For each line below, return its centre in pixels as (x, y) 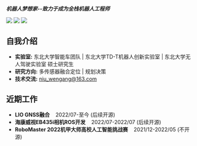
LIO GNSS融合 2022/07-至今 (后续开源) (65, 115)
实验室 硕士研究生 (52, 64)
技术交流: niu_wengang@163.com (56, 79)
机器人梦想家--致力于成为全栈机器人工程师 (58, 9)
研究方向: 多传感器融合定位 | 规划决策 (60, 71)
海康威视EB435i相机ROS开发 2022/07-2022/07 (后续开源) (88, 122)
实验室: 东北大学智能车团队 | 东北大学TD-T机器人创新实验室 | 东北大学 (100, 56)
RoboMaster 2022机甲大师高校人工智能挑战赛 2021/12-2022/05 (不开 (102, 129)
